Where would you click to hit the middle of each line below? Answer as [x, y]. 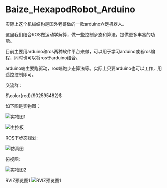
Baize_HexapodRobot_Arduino [70, 9]
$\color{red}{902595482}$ [33, 95]
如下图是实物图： [23, 106]
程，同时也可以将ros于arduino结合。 [43, 58]
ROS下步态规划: [21, 138]
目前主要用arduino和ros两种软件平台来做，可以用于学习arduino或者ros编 [80, 51]
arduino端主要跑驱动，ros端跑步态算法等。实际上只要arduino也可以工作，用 [84, 68]
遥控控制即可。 [21, 74]
